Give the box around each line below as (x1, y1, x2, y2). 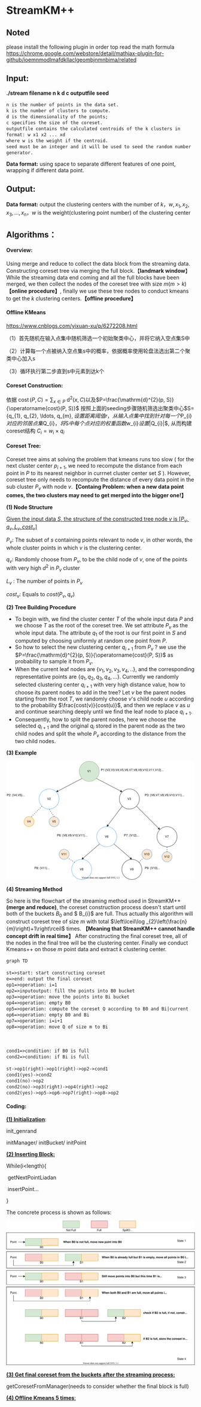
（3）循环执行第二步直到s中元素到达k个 (6, 368, 105, 375)
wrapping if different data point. (6, 166, 85, 174)
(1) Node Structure (6, 504, 53, 511)
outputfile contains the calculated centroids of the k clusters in (6, 125, 181, 132)
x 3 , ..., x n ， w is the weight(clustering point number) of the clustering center (6, 209, 191, 218)
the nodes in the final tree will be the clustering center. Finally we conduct (6, 939, 188, 946)
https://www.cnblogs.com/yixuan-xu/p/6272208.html (6, 322, 138, 330)
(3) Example (6, 749, 37, 756)
